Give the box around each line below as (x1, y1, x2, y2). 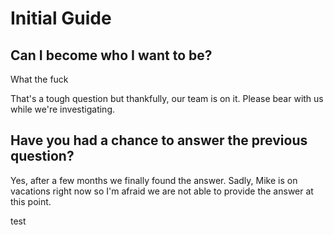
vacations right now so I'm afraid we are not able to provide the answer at (10, 185, 314, 197)
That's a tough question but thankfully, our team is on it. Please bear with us (10, 93, 324, 104)
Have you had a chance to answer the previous (10, 132, 308, 149)
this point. (10, 195, 52, 207)
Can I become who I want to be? (10, 47, 213, 64)
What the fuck (10, 73, 69, 85)
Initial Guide (10, 7, 112, 30)
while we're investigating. (10, 103, 115, 115)
